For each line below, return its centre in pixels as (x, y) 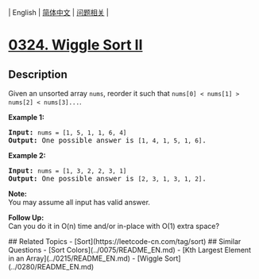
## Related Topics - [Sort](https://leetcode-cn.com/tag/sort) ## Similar (125, 241)
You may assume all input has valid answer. (79, 202)
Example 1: (27, 117)
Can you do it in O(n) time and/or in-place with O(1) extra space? (114, 226)
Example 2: (27, 155)
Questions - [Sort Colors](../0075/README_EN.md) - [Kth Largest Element (130, 250)
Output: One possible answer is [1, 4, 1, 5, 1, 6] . (107, 140)
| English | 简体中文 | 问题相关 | (58, 12)
